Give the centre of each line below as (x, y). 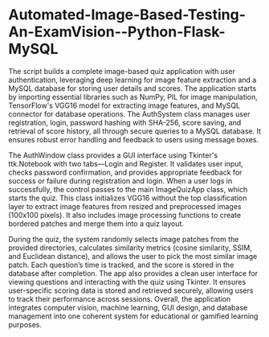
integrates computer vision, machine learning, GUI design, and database (128, 307)
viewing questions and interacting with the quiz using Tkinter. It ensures (127, 282)
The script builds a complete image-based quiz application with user (122, 71)
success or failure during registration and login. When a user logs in (120, 181)
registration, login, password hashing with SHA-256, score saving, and (125, 122)
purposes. (25, 324)
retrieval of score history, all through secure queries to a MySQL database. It (134, 131)
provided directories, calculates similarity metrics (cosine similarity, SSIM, (130, 248)
